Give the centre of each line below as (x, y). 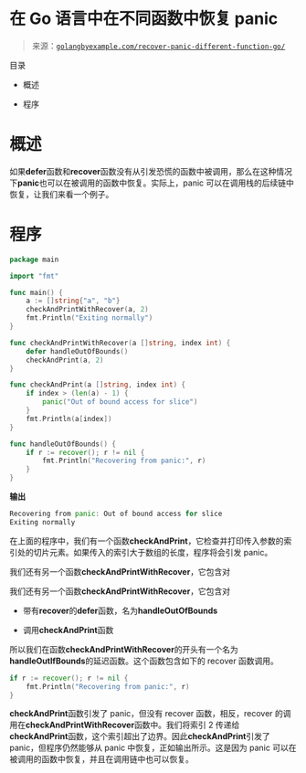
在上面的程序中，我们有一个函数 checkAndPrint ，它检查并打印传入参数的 (147, 541)
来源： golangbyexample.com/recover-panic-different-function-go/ (158, 46)
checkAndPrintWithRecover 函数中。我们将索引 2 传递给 (133, 725)
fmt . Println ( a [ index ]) (69, 418)
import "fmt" (34, 276)
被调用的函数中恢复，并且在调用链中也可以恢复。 (101, 759)
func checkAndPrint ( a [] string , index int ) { (97, 385)
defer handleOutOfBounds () (77, 351)
